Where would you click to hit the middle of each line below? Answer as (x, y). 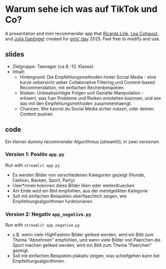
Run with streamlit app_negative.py (43, 225)
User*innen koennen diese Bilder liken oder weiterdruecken (74, 185)
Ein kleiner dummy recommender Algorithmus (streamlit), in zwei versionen (82, 141)
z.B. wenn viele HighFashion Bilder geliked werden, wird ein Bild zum (83, 235)
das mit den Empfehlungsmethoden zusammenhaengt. (76, 103)
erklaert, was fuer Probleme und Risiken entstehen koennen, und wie (90, 98)
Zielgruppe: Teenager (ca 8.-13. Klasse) (53, 66)
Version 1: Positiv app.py (35, 154)
